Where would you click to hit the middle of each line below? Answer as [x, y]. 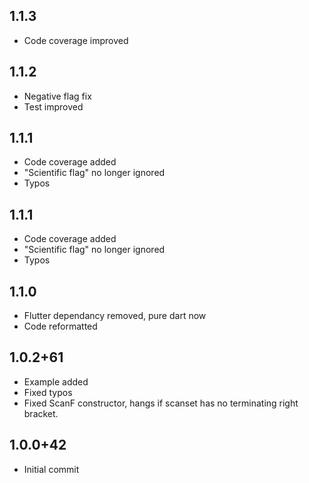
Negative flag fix [57, 96]
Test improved [53, 106]
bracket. [41, 413]
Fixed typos [48, 392]
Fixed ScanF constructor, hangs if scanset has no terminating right [161, 403]
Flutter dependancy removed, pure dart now [115, 316]
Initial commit [51, 469]
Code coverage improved [76, 40]
